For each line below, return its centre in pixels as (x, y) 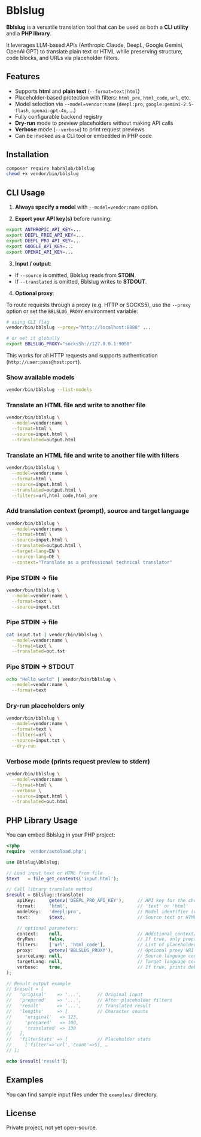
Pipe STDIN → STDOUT (40, 667)
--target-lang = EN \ (36, 551)
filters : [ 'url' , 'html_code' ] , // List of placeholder (107, 945)
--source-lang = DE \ (36, 557)
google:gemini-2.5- (170, 104)
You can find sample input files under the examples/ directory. (82, 1094)
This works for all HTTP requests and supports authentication (82, 355)
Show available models (40, 377)
